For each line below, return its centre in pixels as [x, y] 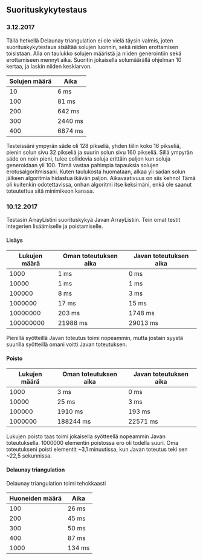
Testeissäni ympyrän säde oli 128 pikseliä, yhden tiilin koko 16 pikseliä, [94, 145]
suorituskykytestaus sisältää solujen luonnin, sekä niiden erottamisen [92, 47]
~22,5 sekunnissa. [29, 456]
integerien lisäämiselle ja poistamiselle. [55, 226]
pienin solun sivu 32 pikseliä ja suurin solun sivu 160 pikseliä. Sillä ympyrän [100, 152]
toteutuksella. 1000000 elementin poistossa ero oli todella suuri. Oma [92, 443]
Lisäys [14, 240]
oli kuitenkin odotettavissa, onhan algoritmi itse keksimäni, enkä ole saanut [99, 184]
